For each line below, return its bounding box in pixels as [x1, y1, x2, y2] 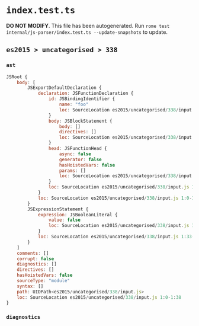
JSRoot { [6, 73, 28, 80]
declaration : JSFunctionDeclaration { [37, 91, 134, 97]
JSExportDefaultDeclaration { [27, 85, 102, 91]
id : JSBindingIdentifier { [48, 96, 115, 102]
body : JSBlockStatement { [48, 118, 113, 124]
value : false [48, 217, 81, 223]
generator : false [59, 156, 102, 162]
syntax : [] [17, 283, 44, 289]
